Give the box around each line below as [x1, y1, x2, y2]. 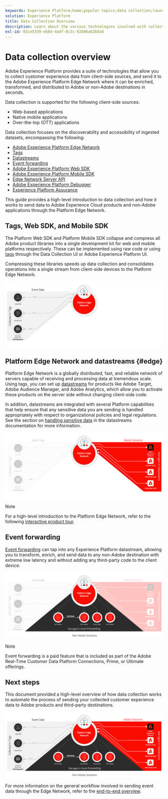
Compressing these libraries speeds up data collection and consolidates [5, 261, 154, 267]
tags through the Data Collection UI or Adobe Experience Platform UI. [5, 251, 148, 257]
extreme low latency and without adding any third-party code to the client [5, 557, 157, 563]
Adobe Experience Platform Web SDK [12, 166, 90, 172]
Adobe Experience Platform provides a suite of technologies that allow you [5, 68, 159, 74]
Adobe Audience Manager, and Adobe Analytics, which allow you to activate [5, 386, 162, 392]
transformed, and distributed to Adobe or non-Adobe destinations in [5, 84, 146, 90]
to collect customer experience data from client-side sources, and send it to [5, 73, 161, 80]
